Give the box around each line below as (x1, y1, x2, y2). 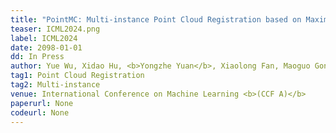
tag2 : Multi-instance (10, 80, 101, 90)
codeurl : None (10, 107, 70, 118)
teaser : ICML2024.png (10, 24, 101, 34)
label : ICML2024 (10, 33, 78, 43)
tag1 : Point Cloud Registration (10, 71, 145, 81)
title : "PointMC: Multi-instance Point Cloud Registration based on (10, 14, 302, 25)
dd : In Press (10, 52, 65, 62)
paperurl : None (10, 98, 74, 108)
